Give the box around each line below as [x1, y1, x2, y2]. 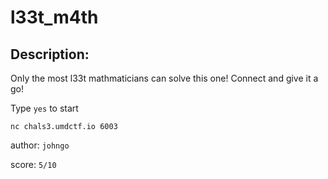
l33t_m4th [10, 6, 99, 29]
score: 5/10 [10, 159, 57, 170]
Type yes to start [10, 102, 79, 114]
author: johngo [10, 139, 70, 151]
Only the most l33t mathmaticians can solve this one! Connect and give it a [10, 72, 319, 84]
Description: [10, 46, 90, 63]
